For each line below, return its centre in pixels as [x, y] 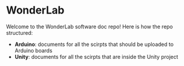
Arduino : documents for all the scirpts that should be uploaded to [94, 44]
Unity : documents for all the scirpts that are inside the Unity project [96, 57]
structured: [20, 32]
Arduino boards [34, 50]
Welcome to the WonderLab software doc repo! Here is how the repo [90, 27]
